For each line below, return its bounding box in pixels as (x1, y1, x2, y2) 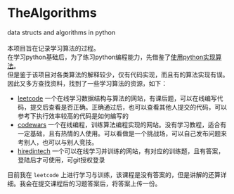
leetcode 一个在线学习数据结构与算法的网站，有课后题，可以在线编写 (17, 93, 218, 103)
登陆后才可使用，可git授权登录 (17, 155, 105, 164)
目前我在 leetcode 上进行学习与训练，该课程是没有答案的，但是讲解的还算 (7, 170, 221, 179)
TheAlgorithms (7, 5, 97, 21)
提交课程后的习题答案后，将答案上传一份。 (37, 179, 162, 188)
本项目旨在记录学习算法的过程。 (7, 44, 100, 52)
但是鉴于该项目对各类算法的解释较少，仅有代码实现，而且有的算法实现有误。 (7, 70, 229, 79)
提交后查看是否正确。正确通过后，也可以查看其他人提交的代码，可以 (30, 103, 227, 111)
